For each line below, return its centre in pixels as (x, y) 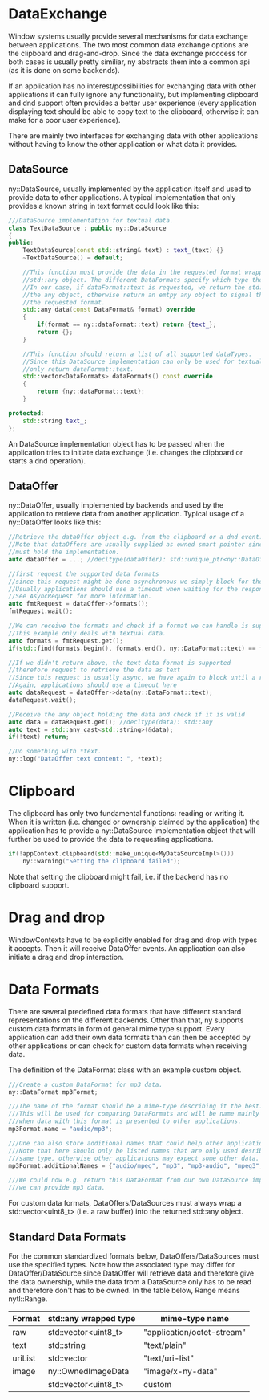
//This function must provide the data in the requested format (132, 272)
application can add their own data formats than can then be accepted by (129, 1037)
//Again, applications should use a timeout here (93, 685)
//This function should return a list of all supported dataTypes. (137, 354)
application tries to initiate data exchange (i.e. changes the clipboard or (126, 452)
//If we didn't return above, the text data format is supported (119, 663)
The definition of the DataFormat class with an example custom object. (125, 1070)
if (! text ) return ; (39, 737)
